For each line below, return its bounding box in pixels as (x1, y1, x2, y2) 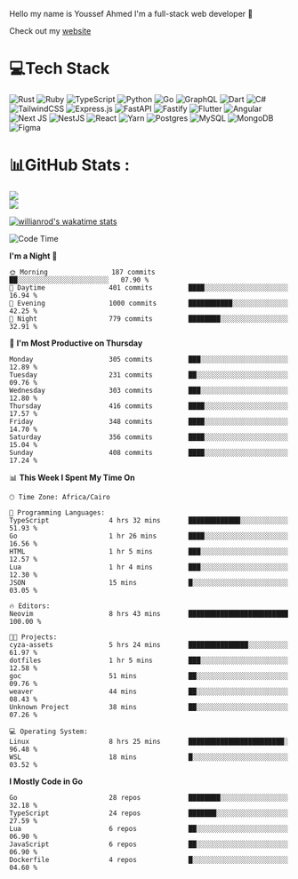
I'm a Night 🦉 (9, 250, 58, 261)
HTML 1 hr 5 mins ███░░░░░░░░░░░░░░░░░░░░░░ (9, 547, 289, 555)
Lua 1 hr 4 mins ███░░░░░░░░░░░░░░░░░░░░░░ (9, 563, 289, 571)
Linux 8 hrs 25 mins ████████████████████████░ (9, 737, 289, 746)
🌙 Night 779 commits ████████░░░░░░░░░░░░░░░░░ (9, 314, 289, 324)
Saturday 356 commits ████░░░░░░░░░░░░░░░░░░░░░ (9, 432, 289, 442)
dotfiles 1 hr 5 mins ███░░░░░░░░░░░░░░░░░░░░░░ (9, 656, 289, 665)
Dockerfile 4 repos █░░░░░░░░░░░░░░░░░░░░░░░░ (9, 855, 289, 864)
